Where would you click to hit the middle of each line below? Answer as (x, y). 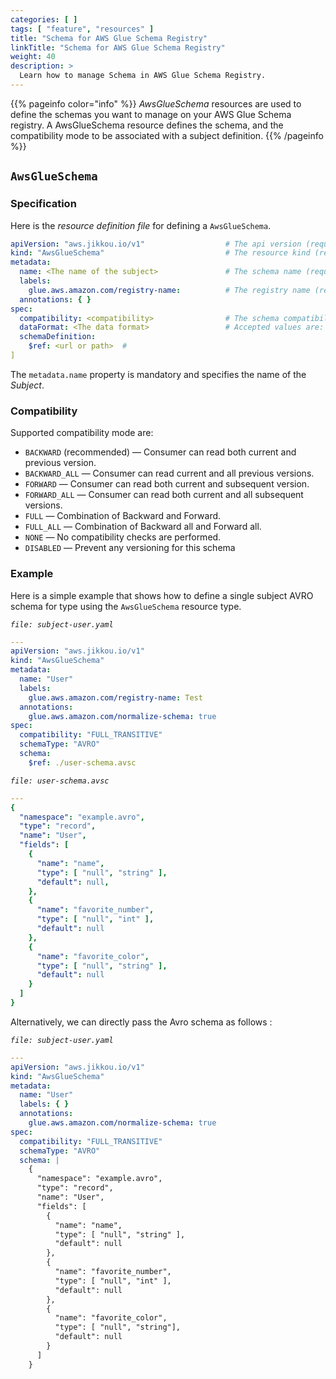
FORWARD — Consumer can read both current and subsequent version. (167, 484)
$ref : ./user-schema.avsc (82, 762)
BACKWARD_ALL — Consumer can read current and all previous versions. (169, 473)
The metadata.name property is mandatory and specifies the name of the (158, 374)
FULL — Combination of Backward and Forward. (123, 516)
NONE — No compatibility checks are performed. (123, 537)
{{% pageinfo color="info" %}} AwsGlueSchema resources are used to (156, 103)
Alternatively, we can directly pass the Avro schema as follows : (141, 1022)
